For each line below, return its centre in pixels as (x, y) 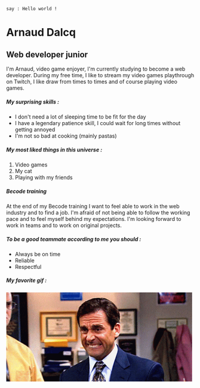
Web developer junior (47, 54)
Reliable (24, 260)
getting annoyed (35, 129)
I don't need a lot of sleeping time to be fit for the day (80, 117)
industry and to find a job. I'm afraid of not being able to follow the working (98, 213)
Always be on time (38, 254)
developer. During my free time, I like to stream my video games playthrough (100, 75)
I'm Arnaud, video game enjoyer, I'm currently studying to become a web (96, 69)
